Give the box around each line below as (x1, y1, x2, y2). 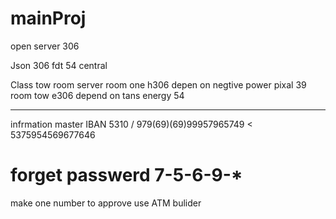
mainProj (10, 7, 87, 30)
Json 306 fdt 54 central (10, 59, 108, 71)
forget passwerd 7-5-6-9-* (10, 164, 243, 187)
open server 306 (10, 40, 80, 52)
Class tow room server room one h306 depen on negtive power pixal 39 (10, 78, 307, 91)
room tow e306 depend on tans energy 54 (10, 89, 185, 101)
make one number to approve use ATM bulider (10, 197, 202, 209)
